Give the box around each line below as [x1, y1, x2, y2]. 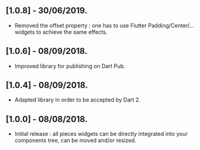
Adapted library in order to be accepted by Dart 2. [14, 96, 141, 103]
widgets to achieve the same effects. [14, 28, 108, 36]
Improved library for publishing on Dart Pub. [14, 62, 126, 70]
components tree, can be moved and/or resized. [14, 137, 136, 144]
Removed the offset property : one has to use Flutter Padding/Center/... [14, 21, 194, 29]
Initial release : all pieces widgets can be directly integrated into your [14, 130, 188, 138]
